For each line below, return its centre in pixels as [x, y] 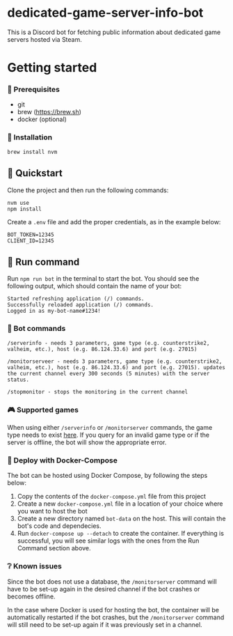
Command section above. [54, 548]
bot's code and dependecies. [59, 526]
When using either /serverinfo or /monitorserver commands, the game [110, 427]
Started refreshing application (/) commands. [76, 299]
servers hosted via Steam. [45, 39]
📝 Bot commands [37, 329]
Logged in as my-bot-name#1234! [54, 311]
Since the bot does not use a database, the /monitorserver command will [112, 581]
